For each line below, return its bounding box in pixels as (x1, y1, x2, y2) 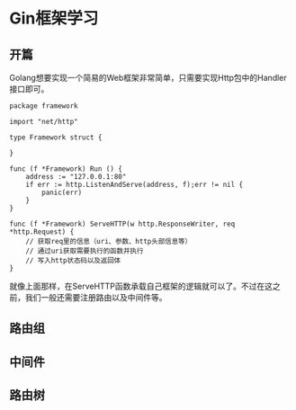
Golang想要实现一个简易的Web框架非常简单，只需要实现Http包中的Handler (9, 73, 288, 83)
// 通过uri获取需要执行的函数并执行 (25, 246, 144, 255)
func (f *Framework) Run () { (9, 165, 123, 174)
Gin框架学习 (9, 8, 99, 29)
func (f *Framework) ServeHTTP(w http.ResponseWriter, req (9, 219, 236, 228)
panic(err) (41, 188, 83, 197)
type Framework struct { (9, 133, 103, 142)
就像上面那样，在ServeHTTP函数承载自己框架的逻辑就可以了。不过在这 (9, 281, 273, 291)
